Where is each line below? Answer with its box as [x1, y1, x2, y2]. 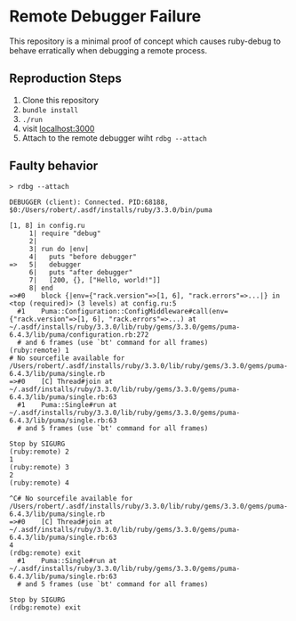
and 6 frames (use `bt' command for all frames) [25, 338, 209, 347]
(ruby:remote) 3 [9, 462, 69, 471]
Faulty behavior [9, 159, 99, 174]
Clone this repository [21, 94, 100, 105]
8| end [28, 283, 53, 292]
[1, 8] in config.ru [9, 221, 86, 230]
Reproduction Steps [9, 71, 122, 86]
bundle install [21, 105, 79, 115]
